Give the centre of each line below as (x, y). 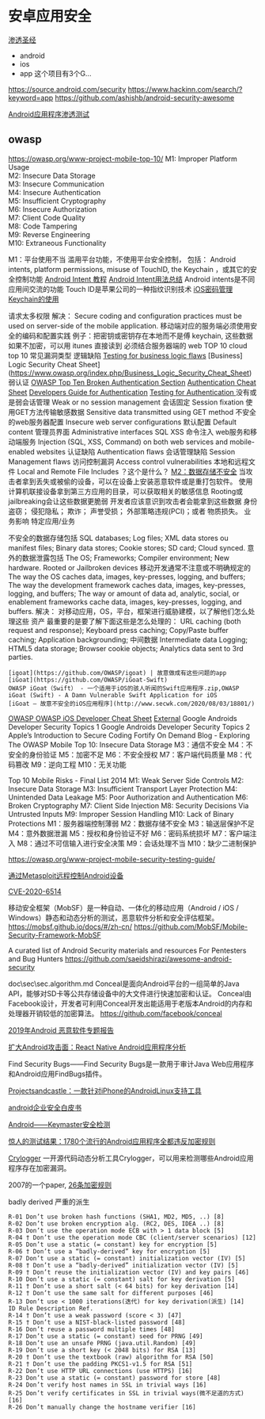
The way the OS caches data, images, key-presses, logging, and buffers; (127, 577)
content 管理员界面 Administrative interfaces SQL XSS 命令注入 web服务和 (129, 431)
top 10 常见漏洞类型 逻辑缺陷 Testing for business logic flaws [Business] (125, 355)
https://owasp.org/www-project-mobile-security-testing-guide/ (112, 859)
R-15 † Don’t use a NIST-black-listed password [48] (97, 1322)
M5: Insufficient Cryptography (57, 201)
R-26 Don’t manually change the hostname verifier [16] (102, 1407)
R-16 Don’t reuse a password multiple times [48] (92, 1329)
